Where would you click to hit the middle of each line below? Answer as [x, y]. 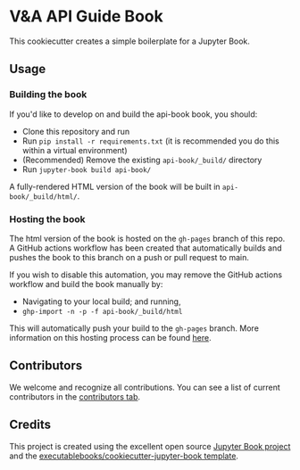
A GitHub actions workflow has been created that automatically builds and [146, 248]
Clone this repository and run [76, 131]
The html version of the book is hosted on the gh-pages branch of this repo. [147, 238]
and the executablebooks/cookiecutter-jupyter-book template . [124, 456]
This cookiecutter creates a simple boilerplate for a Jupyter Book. [129, 41]
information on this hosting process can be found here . [110, 337]
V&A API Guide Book [86, 16]
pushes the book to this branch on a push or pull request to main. [129, 257]
